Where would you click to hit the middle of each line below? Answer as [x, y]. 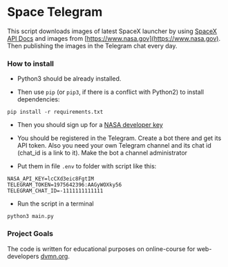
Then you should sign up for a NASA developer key [90, 125]
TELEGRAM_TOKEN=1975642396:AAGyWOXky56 [65, 185]
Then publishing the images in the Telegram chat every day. [92, 46]
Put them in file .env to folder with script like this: [87, 166]
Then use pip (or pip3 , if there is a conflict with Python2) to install [111, 92]
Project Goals [30, 234]
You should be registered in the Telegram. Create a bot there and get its [119, 138]
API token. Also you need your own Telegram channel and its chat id [114, 146]
